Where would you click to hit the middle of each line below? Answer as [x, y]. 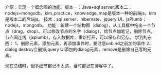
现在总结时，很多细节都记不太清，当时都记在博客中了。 [60, 66]
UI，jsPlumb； [132, 19]
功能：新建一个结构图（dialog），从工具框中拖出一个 [99, 25]
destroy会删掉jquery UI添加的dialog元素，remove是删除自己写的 [83, 49]
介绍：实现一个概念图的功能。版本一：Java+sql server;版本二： [69, 7]
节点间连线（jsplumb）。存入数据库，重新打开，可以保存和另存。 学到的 [76, 37]
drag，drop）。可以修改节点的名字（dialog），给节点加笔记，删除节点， [84, 31]
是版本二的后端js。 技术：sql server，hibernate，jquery [61, 19]
